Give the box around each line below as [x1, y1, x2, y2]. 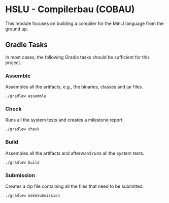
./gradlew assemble [5, 94, 47, 99]
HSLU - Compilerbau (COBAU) [5, 4, 135, 15]
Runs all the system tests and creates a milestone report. [5, 117, 124, 123]
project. [5, 60, 22, 66]
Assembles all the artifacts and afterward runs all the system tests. [5, 150, 145, 156]
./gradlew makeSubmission [5, 193, 60, 198]
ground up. [5, 25, 28, 32]
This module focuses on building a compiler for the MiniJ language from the [5, 20, 164, 26]
